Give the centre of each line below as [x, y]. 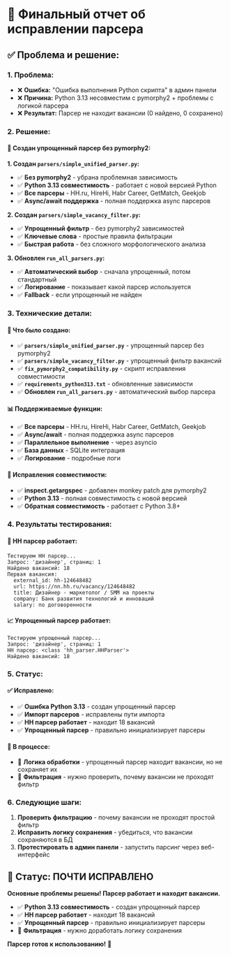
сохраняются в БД [45, 840]
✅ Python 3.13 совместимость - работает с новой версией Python [117, 185]
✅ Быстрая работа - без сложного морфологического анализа [112, 244]
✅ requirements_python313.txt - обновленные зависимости [105, 384]
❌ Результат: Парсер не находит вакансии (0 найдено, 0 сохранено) [120, 113]
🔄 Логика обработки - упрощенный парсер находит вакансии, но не [120, 762]
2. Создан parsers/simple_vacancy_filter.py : [74, 215]
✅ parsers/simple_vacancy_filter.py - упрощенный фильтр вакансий [119, 361]
